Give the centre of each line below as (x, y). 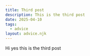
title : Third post (25, 10)
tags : (11, 24)
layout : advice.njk (26, 34)
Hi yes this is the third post (33, 48)
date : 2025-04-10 (24, 19)
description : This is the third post (45, 15)
